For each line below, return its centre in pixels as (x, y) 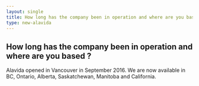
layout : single (25, 12)
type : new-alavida (29, 23)
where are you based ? (49, 56)
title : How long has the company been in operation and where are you (95, 17)
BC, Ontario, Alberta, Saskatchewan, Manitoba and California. (81, 77)
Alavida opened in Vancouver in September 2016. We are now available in (96, 70)
